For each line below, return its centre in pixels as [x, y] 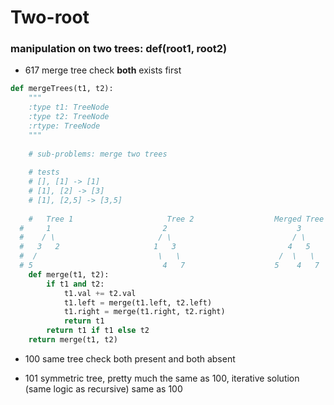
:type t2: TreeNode [69, 117]
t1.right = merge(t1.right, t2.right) [144, 312]
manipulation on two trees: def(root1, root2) [119, 49]
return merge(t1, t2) [73, 340]
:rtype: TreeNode [64, 126]
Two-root [50, 17]
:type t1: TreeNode [69, 107]
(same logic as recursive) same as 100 [103, 388]
